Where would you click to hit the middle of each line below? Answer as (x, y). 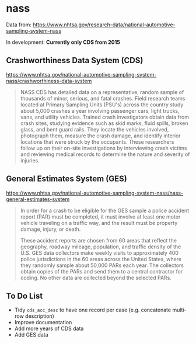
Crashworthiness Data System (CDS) (75, 60)
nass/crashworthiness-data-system (49, 81)
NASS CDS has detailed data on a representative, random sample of (102, 92)
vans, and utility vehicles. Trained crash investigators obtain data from (105, 117)
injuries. (30, 160)
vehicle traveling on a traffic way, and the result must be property (99, 223)
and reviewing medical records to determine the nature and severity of (105, 154)
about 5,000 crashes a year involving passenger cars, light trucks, (100, 110)
